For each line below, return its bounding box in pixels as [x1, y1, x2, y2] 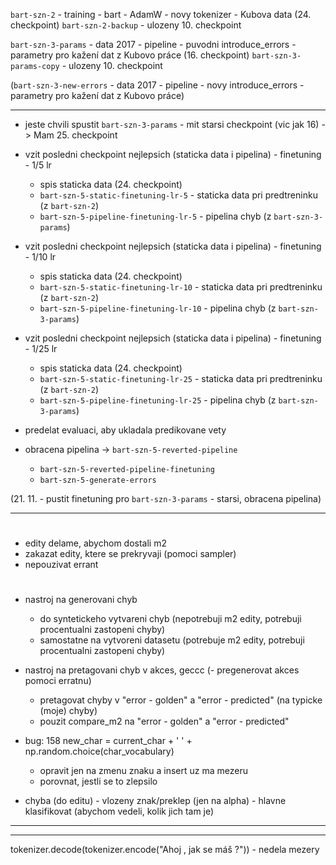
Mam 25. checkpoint [33, 129, 118, 141]
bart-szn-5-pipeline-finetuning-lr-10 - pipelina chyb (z [39, 302, 277, 314]
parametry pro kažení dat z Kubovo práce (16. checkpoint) [10, 49, 250, 61]
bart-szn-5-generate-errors [39, 475, 157, 485]
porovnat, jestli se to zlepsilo [39, 775, 158, 788]
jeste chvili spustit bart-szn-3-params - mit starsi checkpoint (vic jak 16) [24, 119, 320, 130]
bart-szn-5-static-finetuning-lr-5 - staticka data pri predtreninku [39, 189, 318, 201]
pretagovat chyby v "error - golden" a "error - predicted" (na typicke [39, 694, 323, 706]
